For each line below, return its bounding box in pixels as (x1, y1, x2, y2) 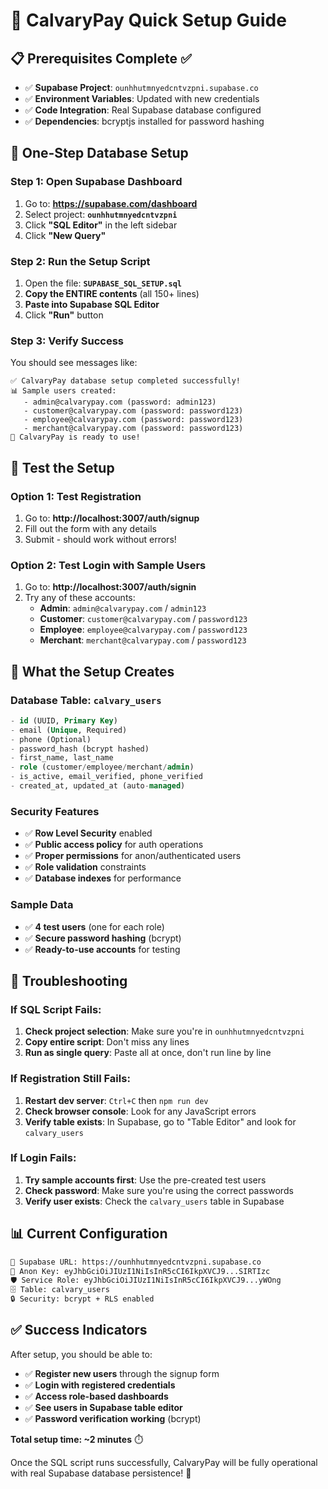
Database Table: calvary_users (10, 693, 162, 707)
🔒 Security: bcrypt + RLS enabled (10, 1294, 155, 1304)
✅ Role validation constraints (24, 861, 147, 873)
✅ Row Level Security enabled (24, 827, 153, 839)
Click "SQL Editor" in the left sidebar (24, 219, 178, 231)
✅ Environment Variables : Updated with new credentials (24, 93, 260, 104)
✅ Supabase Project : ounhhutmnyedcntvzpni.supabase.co (24, 82, 259, 93)
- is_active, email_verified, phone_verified (10, 772, 203, 782)
